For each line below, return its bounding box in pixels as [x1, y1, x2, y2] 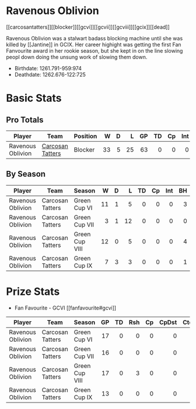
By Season [6, 169, 45, 179]
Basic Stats [6, 92, 62, 105]
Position [73, 132, 97, 140]
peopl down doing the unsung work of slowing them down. [6, 53, 148, 60]
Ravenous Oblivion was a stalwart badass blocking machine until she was [6, 35, 183, 42]
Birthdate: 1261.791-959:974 [14, 64, 82, 71]
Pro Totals [6, 115, 44, 125]
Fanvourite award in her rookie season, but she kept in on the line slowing [6, 47, 183, 54]
